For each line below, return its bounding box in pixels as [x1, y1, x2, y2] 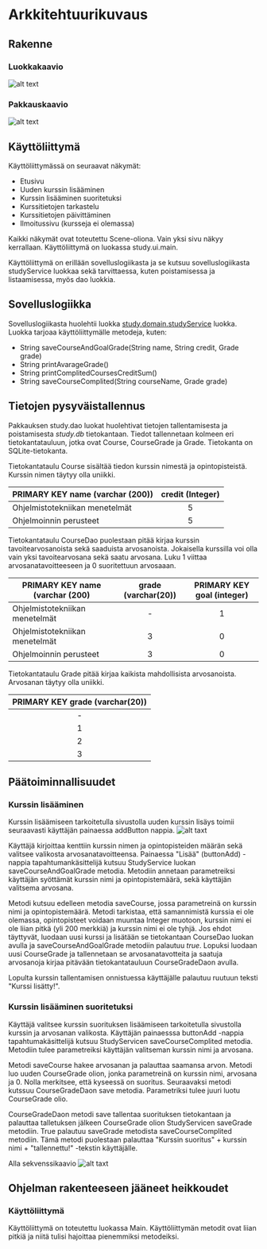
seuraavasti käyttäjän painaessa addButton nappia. [8, 826, 176, 835]
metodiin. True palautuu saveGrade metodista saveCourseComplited [8, 1126, 232, 1135]
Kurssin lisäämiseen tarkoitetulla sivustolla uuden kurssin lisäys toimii [8, 817, 234, 827]
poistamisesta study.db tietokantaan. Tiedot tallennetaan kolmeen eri [8, 429, 234, 439]
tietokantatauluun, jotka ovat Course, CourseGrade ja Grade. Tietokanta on [8, 437, 253, 447]
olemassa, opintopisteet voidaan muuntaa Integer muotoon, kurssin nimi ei [8, 915, 252, 925]
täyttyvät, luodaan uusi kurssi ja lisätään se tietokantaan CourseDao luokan [8, 932, 254, 942]
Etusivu [19, 176, 44, 186]
